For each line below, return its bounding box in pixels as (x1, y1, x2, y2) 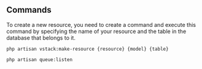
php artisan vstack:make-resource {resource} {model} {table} (6, 46, 169, 52)
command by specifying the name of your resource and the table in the (6, 27, 187, 35)
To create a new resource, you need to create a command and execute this (6, 21, 196, 28)
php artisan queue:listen (6, 56, 72, 63)
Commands (6, 5, 52, 15)
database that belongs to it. (6, 34, 76, 42)
